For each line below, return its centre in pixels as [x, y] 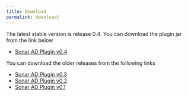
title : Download [26, 11]
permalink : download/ [33, 17]
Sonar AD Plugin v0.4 [41, 51]
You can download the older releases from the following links [81, 63]
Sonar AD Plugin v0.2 [41, 81]
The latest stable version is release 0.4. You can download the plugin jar [94, 34]
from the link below [30, 40]
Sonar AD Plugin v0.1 [40, 87]
